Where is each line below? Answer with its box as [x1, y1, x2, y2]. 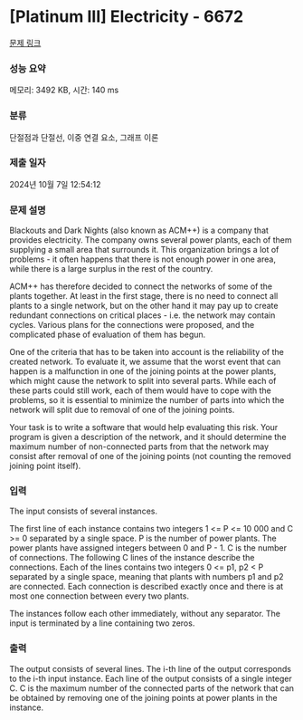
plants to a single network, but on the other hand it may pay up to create [9, 301, 279, 312]
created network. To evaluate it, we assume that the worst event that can [9, 356, 281, 368]
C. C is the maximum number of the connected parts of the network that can [9, 682, 295, 694]
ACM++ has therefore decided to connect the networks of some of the [9, 281, 273, 292]
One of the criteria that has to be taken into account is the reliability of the [9, 347, 285, 358]
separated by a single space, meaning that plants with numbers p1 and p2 [9, 571, 284, 582]
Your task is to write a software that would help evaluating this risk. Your [9, 422, 279, 433]
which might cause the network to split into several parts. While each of [9, 376, 277, 387]
